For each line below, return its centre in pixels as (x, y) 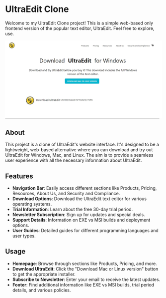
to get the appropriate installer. (44, 274)
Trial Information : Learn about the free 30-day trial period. (73, 209)
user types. (24, 236)
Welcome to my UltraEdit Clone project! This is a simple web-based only (79, 23)
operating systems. (32, 204)
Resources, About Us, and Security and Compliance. (66, 194)
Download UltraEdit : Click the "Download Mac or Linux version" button (85, 269)
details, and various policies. (41, 290)
